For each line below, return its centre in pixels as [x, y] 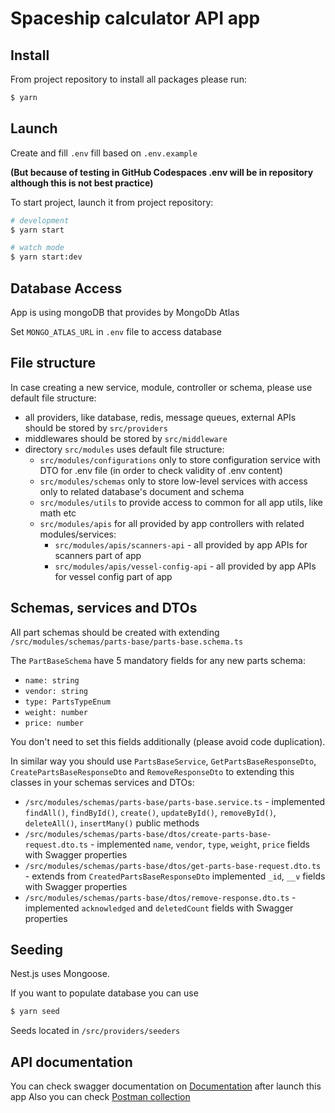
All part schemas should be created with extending [115, 632]
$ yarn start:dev [46, 257]
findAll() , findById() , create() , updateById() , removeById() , [150, 812]
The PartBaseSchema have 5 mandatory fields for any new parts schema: [158, 660]
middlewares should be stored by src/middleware [126, 438]
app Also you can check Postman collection [100, 1097]
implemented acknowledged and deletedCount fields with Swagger [159, 908]
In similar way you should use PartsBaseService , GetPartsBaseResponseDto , [163, 761]
